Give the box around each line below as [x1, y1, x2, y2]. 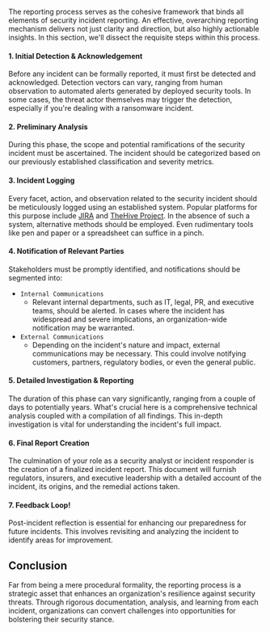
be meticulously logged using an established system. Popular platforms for [8, 202, 258, 212]
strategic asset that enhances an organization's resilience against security [8, 589, 256, 599]
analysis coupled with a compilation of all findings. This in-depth [8, 411, 224, 421]
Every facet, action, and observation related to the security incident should [8, 193, 257, 203]
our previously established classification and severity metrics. [8, 157, 214, 166]
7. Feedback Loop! [8, 500, 71, 510]
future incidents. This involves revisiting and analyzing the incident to [8, 527, 239, 537]
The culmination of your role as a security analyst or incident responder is [8, 456, 255, 466]
